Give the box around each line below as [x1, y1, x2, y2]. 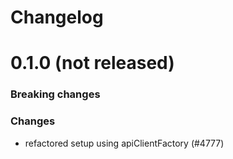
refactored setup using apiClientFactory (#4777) [24, 137, 225, 149]
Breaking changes [10, 87, 101, 101]
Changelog [10, 6, 104, 29]
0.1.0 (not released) [10, 52, 175, 75]
